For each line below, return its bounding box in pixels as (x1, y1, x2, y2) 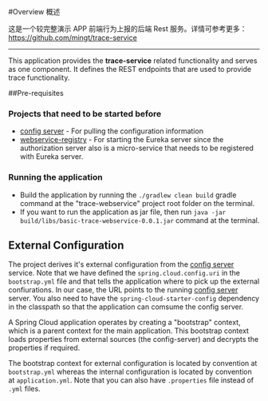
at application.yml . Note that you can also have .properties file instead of (8, 375, 254, 385)
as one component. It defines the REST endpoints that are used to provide (8, 65, 252, 73)
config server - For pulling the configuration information (19, 126, 203, 136)
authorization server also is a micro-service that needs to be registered (19, 143, 254, 153)
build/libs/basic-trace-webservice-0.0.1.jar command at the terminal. (19, 215, 260, 225)
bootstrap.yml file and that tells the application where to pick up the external (8, 276, 260, 286)
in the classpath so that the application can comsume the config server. (8, 302, 244, 312)
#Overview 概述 (8, 7, 61, 16)
